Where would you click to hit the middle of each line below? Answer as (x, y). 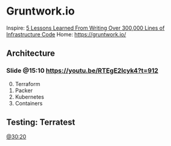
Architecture (31, 54)
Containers (29, 103)
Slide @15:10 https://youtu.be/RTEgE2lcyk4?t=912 (82, 71)
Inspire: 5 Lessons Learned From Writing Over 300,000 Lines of (85, 28)
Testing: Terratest (41, 122)
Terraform (27, 84)
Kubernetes (29, 97)
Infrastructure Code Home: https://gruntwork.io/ (66, 34)
